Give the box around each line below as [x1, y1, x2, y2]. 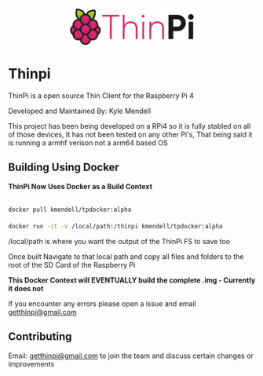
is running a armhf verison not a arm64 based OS [8, 137, 168, 148]
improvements [8, 359, 55, 368]
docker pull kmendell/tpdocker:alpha [8, 206, 132, 214]
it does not [8, 284, 44, 294]
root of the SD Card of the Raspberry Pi [8, 261, 136, 270]
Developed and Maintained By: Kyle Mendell [8, 106, 152, 115]
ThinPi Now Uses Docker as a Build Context [8, 181, 153, 191]
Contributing [8, 330, 72, 344]
